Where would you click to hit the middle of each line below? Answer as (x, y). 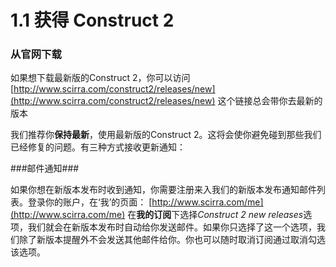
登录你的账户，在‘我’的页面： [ (90, 202)
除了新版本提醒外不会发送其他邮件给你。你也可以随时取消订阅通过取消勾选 (172, 240)
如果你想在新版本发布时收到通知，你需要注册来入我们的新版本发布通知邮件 (163, 190)
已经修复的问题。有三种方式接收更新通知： (98, 147)
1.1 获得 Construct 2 (92, 20)
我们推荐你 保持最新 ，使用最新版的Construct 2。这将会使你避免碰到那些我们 (166, 135)
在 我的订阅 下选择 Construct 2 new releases (215, 215)
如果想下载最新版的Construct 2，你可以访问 (100, 78)
